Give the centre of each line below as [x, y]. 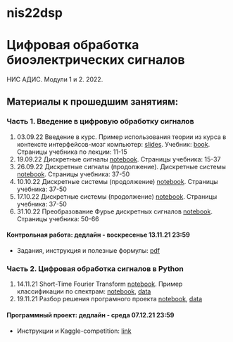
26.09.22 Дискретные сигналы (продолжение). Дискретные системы [121, 166]
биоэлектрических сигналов [96, 60]
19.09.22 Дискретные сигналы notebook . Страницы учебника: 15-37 [119, 159]
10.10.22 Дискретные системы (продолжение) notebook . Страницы [118, 181]
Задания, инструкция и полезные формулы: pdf [88, 251]
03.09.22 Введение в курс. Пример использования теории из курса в [121, 137]
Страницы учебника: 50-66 [58, 218]
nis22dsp [34, 13]
